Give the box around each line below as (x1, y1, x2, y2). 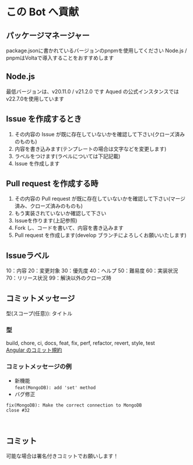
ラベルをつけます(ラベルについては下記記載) (14, 153, 121, 160)
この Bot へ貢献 (6, 5, 79, 19)
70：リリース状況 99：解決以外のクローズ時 (6, 274, 112, 281)
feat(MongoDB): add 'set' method (14, 384, 96, 391)
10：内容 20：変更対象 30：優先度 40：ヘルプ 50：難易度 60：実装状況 (6, 267, 178, 274)
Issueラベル (6, 250, 50, 260)
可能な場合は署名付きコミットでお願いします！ (6, 453, 118, 460)
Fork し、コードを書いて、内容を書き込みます (14, 225, 124, 232)
